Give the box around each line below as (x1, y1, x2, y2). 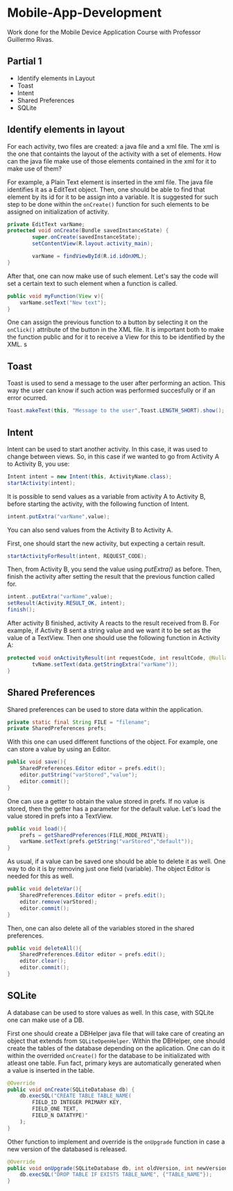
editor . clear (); (19, 958, 67, 965)
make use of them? (7, 164, 62, 173)
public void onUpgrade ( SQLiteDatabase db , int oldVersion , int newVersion (7, 1165, 228, 1172)
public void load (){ (7, 825, 67, 832)
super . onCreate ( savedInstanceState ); (32, 234, 141, 241)
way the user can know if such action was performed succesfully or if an (7, 386, 216, 394)
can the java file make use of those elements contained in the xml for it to (7, 157, 217, 165)
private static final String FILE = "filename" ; (7, 719, 150, 726)
